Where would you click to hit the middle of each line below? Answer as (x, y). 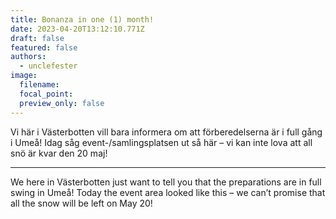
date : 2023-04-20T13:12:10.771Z (77, 29)
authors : (28, 57)
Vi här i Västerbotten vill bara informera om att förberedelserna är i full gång (166, 132)
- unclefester (48, 66)
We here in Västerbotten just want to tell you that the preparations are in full (166, 182)
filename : (39, 85)
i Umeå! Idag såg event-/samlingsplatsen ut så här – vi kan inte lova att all (161, 142)
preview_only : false (62, 103)
